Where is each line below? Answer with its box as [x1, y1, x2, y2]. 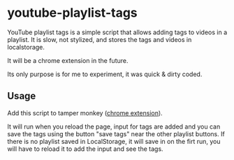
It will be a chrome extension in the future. [7, 56, 129, 64]
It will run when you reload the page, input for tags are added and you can [7, 122, 221, 131]
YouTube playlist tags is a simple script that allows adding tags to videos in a [7, 28, 228, 36]
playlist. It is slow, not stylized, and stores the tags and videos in [7, 35, 192, 43]
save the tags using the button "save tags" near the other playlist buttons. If [7, 129, 225, 138]
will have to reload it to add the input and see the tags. [7, 145, 163, 153]
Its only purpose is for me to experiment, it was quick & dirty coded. [7, 70, 203, 78]
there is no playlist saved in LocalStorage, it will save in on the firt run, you [7, 137, 221, 145]
